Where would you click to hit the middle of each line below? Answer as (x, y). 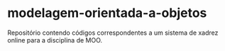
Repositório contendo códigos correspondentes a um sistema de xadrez (113, 33)
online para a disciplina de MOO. (55, 40)
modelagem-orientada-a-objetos (107, 13)
